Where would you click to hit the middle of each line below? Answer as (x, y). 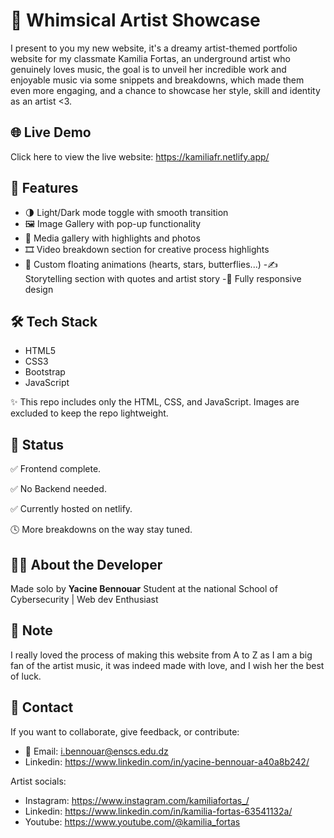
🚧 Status (37, 444)
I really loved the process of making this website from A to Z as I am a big (161, 655)
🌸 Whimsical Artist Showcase (135, 20)
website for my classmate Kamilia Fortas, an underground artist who (150, 58)
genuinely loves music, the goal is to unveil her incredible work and (148, 69)
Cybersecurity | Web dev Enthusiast (84, 599)
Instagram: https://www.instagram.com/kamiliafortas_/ (137, 800)
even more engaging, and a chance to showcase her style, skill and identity (165, 90)
